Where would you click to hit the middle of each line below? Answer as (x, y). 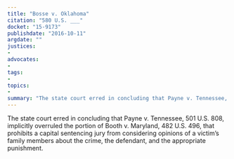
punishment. (25, 148)
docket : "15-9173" (34, 27)
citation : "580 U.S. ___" (45, 20)
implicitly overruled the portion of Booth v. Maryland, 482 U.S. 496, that (111, 126)
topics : (19, 85)
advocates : (23, 60)
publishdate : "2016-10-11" (47, 33)
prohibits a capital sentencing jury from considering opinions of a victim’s (113, 133)
